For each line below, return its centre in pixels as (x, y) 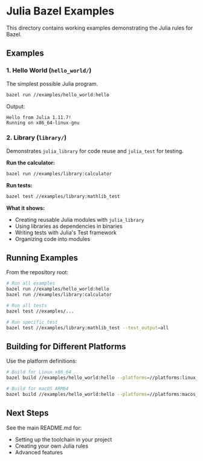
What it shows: (26, 208)
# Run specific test (32, 322)
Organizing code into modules (53, 239)
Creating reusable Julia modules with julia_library (79, 219)
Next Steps (27, 413)
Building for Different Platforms (66, 347)
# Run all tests (27, 305)
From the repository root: (37, 272)
